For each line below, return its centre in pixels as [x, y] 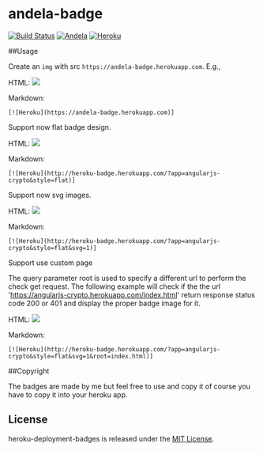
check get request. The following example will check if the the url [115, 286]
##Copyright [29, 371]
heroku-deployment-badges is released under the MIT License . [111, 438]
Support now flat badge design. [60, 127]
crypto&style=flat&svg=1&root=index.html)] [81, 356]
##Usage [23, 51]
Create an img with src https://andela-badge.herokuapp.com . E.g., [115, 66]
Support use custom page [51, 263]
